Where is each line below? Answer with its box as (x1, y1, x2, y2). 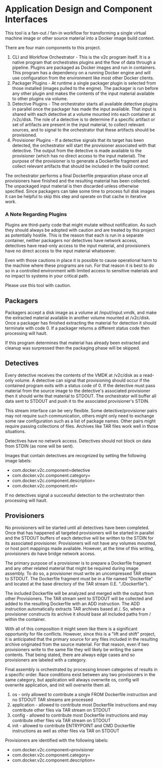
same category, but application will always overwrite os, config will (5, 677, 139, 682)
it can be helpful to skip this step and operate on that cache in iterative (5, 193, 146, 199)
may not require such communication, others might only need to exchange (5, 413, 155, 418)
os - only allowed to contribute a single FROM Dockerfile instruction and (12, 691, 157, 697)
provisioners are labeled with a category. (5, 657, 87, 663)
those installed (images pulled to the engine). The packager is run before (12, 85, 159, 91)
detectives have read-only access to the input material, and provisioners (5, 243, 150, 249)
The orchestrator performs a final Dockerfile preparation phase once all (5, 173, 148, 178)
